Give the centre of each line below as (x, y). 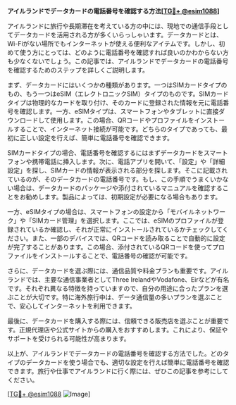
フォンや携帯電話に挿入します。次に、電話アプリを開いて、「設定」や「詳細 (116, 162)
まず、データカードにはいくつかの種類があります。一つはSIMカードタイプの (117, 85)
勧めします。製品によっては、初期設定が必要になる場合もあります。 (124, 197)
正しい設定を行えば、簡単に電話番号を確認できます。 (97, 138)
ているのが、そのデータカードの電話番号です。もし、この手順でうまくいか (115, 179)
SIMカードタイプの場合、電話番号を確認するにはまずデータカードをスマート (118, 153)
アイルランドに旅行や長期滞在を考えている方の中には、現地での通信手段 (112, 26)
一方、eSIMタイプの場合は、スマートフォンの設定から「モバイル (101, 212)
